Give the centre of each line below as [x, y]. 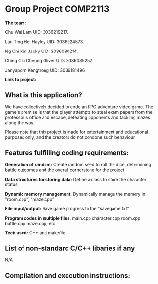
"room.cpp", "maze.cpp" [30, 199]
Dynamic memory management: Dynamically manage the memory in [75, 194]
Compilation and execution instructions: [68, 275]
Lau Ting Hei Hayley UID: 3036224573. [45, 41]
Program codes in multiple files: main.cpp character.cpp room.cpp [73, 218]
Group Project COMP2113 [57, 9]
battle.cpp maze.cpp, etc [30, 223]
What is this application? [44, 95]
